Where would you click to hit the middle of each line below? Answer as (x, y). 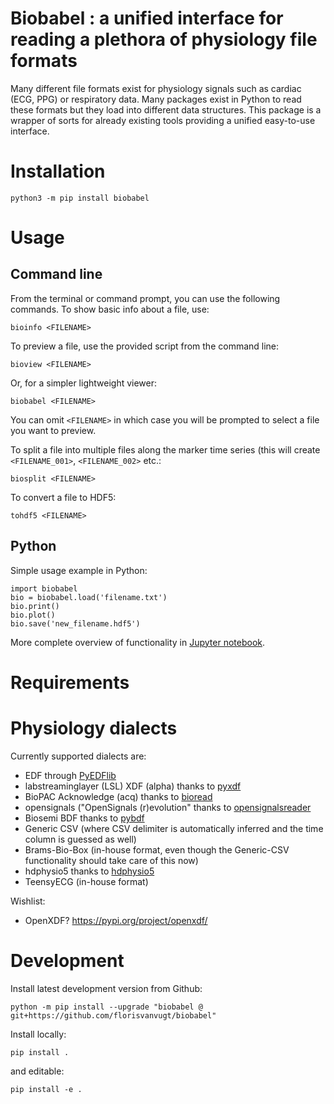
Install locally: (38, 1034)
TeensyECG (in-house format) (86, 881)
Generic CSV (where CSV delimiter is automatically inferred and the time (174, 828)
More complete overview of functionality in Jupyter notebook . (138, 642)
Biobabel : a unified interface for (147, 18)
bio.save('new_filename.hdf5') (75, 623)
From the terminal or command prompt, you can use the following (145, 298)
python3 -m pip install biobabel (80, 198)
